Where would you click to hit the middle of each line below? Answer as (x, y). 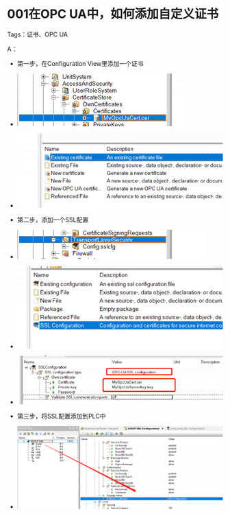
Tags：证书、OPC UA (38, 34)
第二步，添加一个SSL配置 (53, 220)
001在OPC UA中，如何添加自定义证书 (113, 14)
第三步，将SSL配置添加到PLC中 (61, 416)
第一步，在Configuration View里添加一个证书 (80, 63)
